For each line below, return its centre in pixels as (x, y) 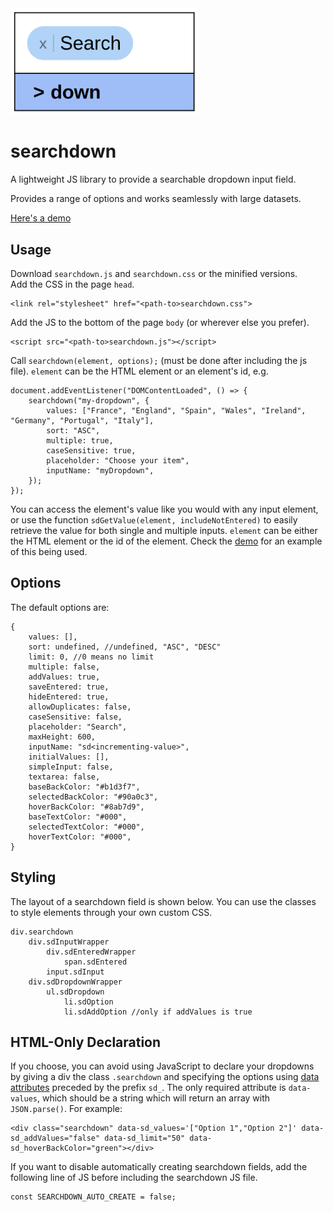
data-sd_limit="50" (145, 1138)
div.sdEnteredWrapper (91, 952)
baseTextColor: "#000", (78, 817)
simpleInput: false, (71, 767)
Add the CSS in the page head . (72, 284)
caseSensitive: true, (91, 450)
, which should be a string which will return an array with (153, 1098)
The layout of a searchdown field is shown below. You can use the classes (163, 901)
